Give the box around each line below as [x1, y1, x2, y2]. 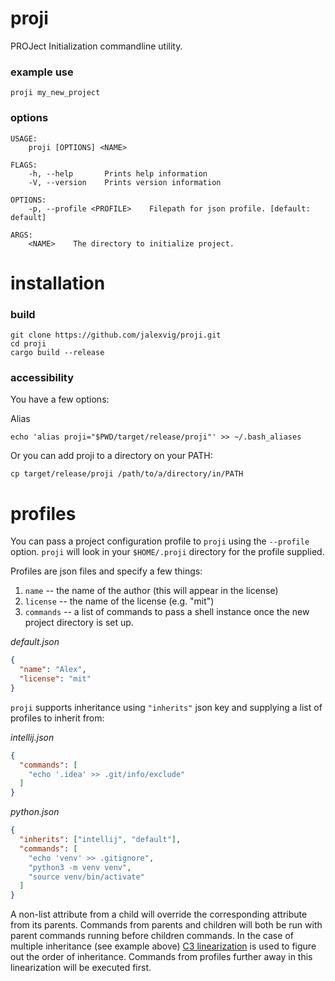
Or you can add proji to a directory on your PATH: [10, 450, 213, 462]
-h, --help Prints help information [28, 168, 208, 179]
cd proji [10, 339, 47, 349]
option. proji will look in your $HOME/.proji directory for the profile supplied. [10, 546, 325, 558]
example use [10, 65, 74, 79]
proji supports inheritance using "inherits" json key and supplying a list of [10, 701, 323, 713]
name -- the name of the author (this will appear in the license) [24, 585, 279, 597]
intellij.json [10, 731, 55, 743]
